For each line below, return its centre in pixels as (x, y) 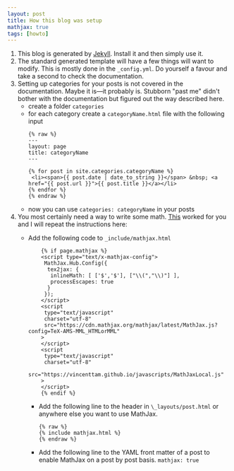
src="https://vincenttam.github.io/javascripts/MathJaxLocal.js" (126, 375)
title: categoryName (58, 153)
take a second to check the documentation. (81, 76)
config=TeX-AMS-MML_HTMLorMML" (74, 332)
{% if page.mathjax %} (74, 251)
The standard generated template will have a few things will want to (116, 62)
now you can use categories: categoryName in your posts (111, 209)
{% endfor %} (47, 190)
